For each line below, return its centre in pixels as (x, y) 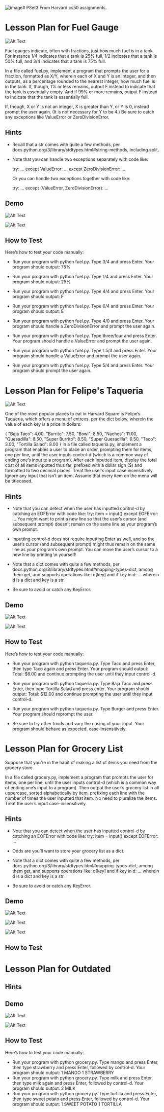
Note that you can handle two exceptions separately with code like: (80, 159)
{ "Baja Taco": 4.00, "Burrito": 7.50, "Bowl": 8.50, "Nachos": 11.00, (71, 434)
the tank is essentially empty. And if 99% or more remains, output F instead (81, 92)
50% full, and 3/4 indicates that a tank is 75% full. (56, 61)
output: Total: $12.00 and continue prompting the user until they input (82, 694)
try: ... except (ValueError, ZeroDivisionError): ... (60, 188)
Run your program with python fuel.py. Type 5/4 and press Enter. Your (83, 366)
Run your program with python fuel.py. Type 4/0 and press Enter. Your (83, 321)
